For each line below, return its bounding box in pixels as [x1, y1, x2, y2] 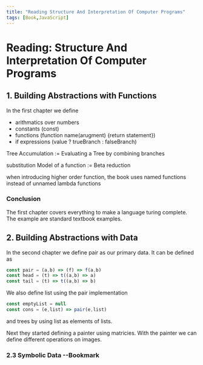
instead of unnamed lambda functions [6, 180, 101, 187]
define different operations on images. [6, 335, 102, 343]
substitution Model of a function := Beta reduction [6, 162, 131, 169]
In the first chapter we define [6, 107, 79, 114]
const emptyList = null [6, 301, 67, 307]
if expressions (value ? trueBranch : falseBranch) [15, 138, 138, 145]
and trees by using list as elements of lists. [6, 317, 113, 325]
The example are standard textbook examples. [6, 215, 122, 222]
